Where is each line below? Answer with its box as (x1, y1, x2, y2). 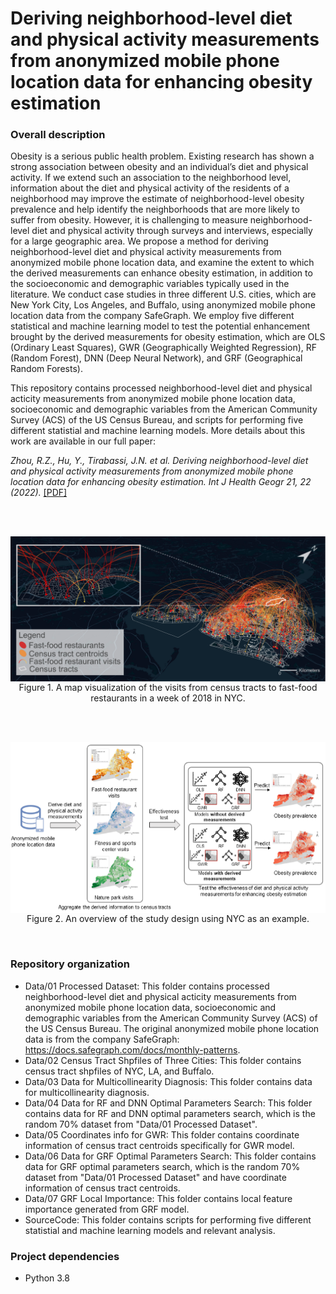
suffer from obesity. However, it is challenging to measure (10, 214, 248, 226)
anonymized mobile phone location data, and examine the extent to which (10, 257, 315, 269)
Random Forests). (10, 363, 83, 375)
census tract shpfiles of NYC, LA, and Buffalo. (24, 1065, 215, 1077)
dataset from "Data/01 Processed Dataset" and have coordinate (24, 1171, 287, 1183)
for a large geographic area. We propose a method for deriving (10, 235, 269, 247)
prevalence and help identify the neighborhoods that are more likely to (10, 203, 300, 216)
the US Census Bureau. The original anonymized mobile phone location (24, 1022, 320, 1034)
